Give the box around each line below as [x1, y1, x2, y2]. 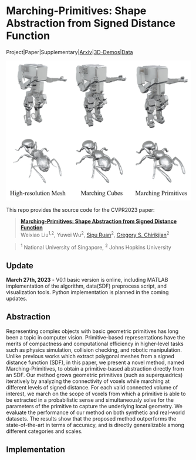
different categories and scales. [6, 428, 83, 435]
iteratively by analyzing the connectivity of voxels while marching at [6, 378, 170, 385]
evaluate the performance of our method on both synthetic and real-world [6, 409, 185, 416]
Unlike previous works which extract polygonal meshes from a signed [6, 352, 175, 359]
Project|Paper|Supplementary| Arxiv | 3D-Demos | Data [6, 48, 133, 55]
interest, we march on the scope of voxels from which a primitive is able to [6, 390, 186, 397]
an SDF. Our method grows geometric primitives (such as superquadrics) [6, 371, 183, 378]
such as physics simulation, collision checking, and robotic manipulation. [6, 346, 182, 354]
